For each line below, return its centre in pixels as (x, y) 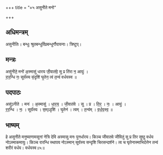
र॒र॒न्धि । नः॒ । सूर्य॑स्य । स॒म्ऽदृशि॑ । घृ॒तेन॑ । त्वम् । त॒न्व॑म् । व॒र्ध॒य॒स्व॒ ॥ (59, 110)
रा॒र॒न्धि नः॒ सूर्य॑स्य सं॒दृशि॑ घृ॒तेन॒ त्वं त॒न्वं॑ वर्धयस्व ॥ (41, 77)
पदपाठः (13, 93)
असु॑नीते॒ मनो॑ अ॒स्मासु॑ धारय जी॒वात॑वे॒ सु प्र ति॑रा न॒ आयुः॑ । (47, 71)
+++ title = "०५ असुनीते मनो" (31, 8)
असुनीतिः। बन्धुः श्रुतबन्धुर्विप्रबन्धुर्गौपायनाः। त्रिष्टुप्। (44, 44)
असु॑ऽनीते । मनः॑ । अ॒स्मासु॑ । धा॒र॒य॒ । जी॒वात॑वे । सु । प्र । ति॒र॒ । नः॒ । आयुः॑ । (66, 104)
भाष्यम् (12, 125)
